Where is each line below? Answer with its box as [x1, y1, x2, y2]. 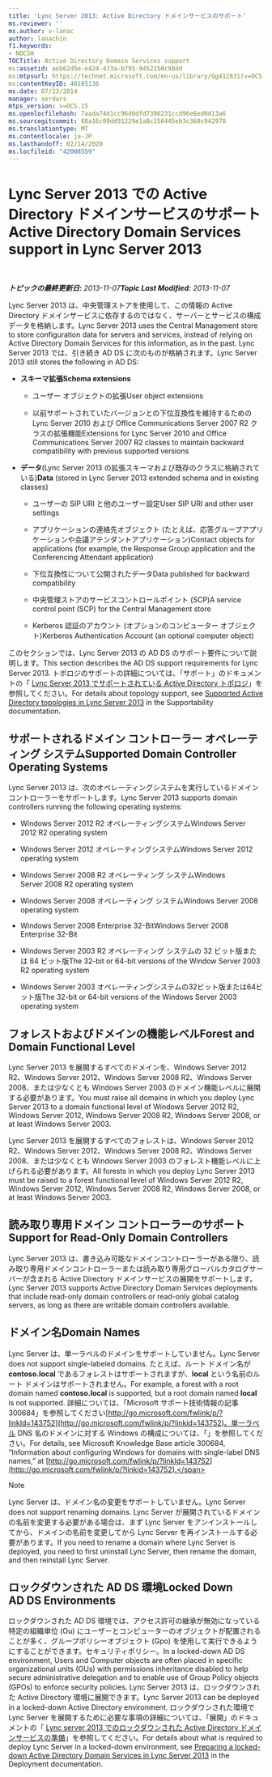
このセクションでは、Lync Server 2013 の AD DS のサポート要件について [8, 648, 250, 658]
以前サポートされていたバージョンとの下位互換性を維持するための [32, 408, 253, 418]
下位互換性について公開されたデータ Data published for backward [32, 569, 249, 579]
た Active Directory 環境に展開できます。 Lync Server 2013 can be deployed [8, 1693, 260, 1703]
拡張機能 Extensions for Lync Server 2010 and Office [53, 428, 227, 438]
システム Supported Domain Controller [42, 746, 237, 761]
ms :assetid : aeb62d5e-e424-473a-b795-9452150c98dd [8, 65, 183, 73]
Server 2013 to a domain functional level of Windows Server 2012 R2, [8, 1102, 240, 1112]
